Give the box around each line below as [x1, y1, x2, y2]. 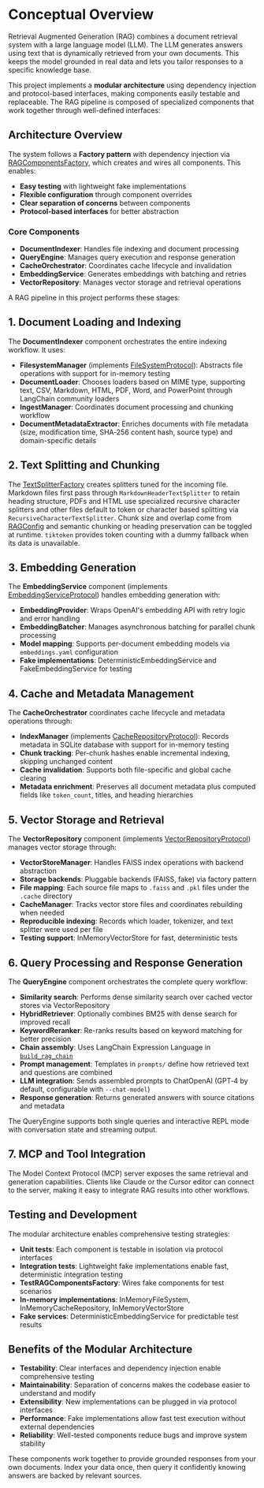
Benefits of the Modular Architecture [8, 1342, 193, 1356]
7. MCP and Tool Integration [8, 1147, 146, 1161]
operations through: [8, 716, 73, 726]
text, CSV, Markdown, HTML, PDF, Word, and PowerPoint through [19, 385, 232, 395]
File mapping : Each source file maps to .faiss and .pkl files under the [19, 883, 250, 893]
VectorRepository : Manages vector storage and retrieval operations [19, 278, 242, 287]
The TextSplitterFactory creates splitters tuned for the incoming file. [8, 479, 229, 489]
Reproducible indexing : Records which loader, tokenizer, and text [19, 916, 234, 926]
